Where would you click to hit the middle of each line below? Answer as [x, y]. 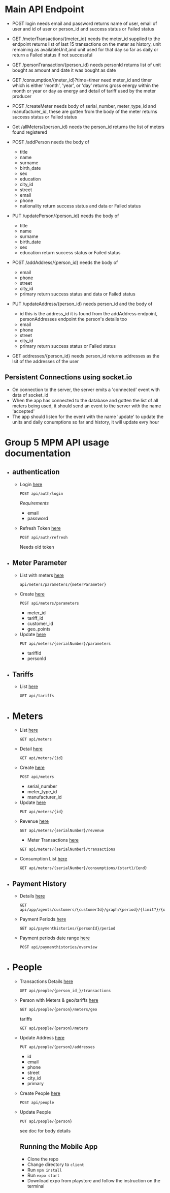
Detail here [31, 749]
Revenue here [34, 821]
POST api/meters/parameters [49, 603]
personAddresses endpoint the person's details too [73, 319]
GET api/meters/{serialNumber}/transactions [67, 849]
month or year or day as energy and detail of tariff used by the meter [84, 91]
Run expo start [43, 1175]
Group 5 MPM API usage [57, 442]
